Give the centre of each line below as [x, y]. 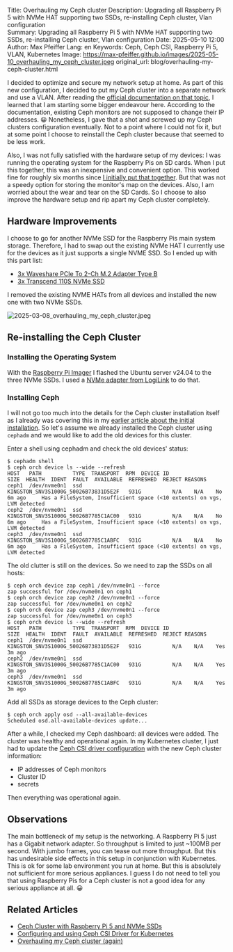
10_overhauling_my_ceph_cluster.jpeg [61, 62]
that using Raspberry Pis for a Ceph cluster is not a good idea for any [106, 880]
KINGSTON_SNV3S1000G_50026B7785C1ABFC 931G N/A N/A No [115, 540]
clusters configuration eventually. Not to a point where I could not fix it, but [114, 127]
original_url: [132, 62]
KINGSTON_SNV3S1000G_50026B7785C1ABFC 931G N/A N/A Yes [116, 683]
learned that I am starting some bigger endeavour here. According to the [111, 105]
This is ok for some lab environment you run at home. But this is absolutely [114, 866]
